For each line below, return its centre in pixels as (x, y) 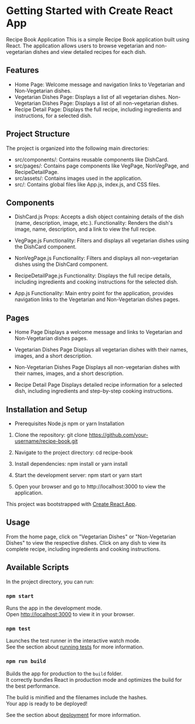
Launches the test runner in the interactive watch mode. (74, 641)
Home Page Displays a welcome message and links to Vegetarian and (98, 332)
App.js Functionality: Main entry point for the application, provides (94, 293)
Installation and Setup (47, 409)
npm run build (26, 661)
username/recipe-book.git (46, 441)
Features (22, 71)
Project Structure (38, 134)
